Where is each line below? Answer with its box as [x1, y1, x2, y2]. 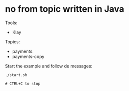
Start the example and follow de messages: [5, 63, 93, 69]
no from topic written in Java [5, 3, 125, 15]
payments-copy [12, 53, 45, 60]
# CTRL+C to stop [5, 81, 41, 86]
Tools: [5, 20, 18, 26]
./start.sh [5, 72, 27, 77]
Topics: [5, 38, 20, 45]
